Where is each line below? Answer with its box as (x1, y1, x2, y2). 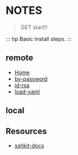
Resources (5, 126, 47, 136)
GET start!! (20, 24, 48, 31)
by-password (14, 75, 48, 82)
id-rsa (14, 81, 30, 89)
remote (5, 52, 34, 63)
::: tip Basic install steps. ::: (5, 35, 72, 42)
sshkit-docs (14, 142, 45, 149)
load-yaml (14, 88, 40, 95)
